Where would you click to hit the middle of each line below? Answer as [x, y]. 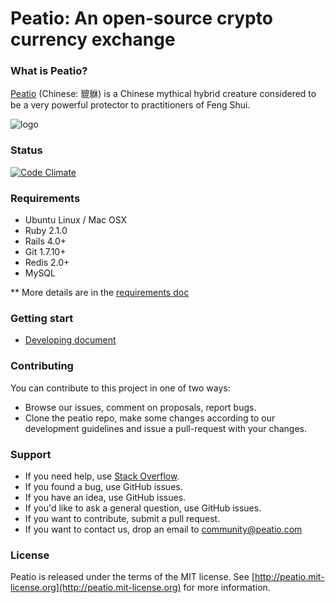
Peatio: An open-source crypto [141, 18]
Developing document [70, 340]
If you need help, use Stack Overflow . [102, 476]
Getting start [42, 318]
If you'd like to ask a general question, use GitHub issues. [143, 508]
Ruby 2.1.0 [46, 231]
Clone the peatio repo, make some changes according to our [150, 418]
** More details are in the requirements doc [100, 293]
